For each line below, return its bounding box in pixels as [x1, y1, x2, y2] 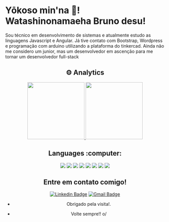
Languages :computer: [48, 149, 122, 158]
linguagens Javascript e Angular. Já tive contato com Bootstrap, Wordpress [5, 38, 163, 44]
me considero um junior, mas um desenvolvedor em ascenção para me [5, 48, 153, 54]
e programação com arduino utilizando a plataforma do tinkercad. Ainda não [5, 43, 164, 49]
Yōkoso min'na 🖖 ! [5, 5, 80, 16]
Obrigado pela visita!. [66, 201, 111, 207]
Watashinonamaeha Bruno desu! [5, 15, 146, 27]
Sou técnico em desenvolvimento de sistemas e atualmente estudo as [5, 32, 151, 38]
